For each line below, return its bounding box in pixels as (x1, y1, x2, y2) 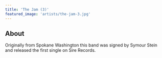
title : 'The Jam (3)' (5, 7, 49, 12)
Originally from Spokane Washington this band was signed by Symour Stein (5, 42, 158, 48)
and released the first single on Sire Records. (5, 47, 96, 53)
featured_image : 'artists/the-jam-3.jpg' (5, 12, 91, 16)
